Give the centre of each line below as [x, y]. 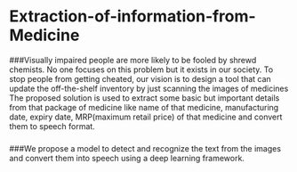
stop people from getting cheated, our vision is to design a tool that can [140, 78]
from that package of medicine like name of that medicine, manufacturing [144, 107]
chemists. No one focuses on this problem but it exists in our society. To [141, 70]
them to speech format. [52, 126]
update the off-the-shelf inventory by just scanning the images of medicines [149, 88]
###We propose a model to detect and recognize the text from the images [145, 148]
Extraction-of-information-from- [132, 16]
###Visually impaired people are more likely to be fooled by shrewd [133, 60]
